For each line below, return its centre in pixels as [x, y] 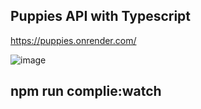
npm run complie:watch [86, 91]
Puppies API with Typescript [101, 16]
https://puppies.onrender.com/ [73, 40]
